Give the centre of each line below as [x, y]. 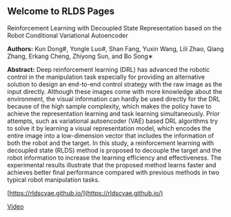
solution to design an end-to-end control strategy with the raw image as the [115, 84]
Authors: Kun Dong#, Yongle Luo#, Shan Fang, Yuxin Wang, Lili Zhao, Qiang [115, 48]
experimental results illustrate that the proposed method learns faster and [112, 164]
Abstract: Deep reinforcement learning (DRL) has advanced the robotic [109, 69]
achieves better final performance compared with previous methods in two [113, 172]
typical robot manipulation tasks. [53, 180]
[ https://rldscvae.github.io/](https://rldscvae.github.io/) [85, 193]
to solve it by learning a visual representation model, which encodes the [109, 128]
